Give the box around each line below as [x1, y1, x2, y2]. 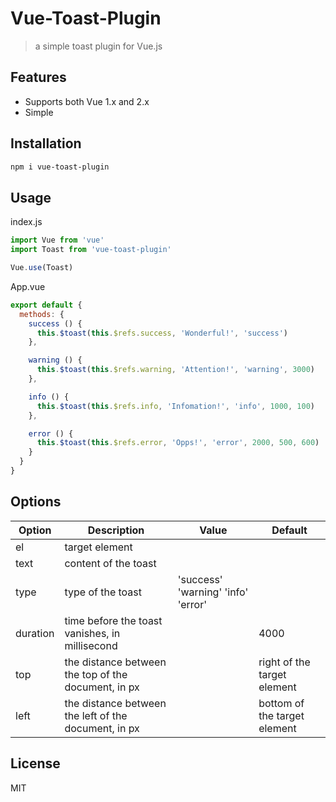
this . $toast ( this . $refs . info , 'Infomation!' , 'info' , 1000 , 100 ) [36, 401, 316, 411]
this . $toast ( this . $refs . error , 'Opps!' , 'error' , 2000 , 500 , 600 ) [36, 438, 320, 448]
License [10, 755, 61, 772]
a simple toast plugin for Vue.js [34, 40, 163, 52]
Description [87, 523, 145, 537]
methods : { [19, 309, 65, 319]
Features [10, 69, 67, 86]
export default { [10, 300, 83, 310]
